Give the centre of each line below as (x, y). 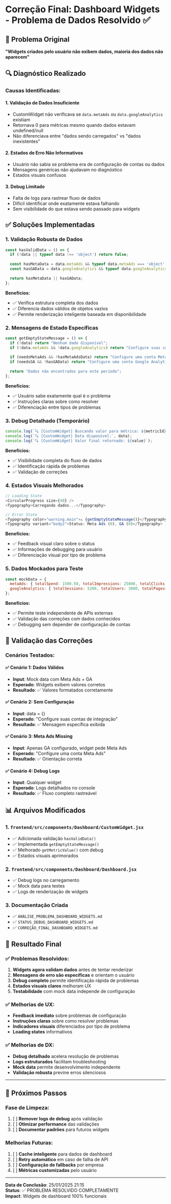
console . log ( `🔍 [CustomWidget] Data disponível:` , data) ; (69, 436)
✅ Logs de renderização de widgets (50, 892)
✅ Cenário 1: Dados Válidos (35, 667)
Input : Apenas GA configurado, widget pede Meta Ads (70, 748)
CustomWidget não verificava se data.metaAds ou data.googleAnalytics (88, 114)
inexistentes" (26, 141)
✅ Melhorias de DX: (30, 1045)
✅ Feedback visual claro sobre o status (54, 544)
